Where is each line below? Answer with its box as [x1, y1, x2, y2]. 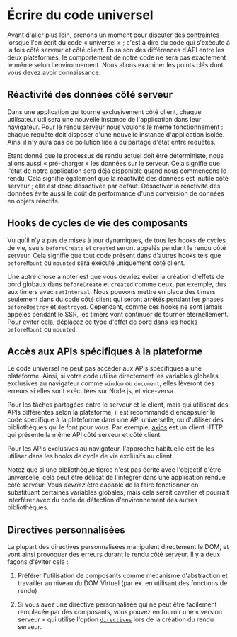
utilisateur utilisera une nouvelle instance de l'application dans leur [7, 115, 202, 123]
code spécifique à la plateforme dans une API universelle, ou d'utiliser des [7, 415, 224, 424]
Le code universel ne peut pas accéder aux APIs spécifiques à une [7, 364, 202, 373]
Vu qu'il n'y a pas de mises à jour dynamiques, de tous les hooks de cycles [7, 236, 226, 244]
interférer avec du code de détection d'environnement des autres [7, 496, 198, 504]
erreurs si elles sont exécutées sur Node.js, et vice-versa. [7, 387, 175, 395]
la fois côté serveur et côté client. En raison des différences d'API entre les [7, 45, 225, 54]
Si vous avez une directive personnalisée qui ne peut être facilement [17, 600, 217, 609]
